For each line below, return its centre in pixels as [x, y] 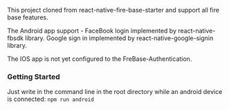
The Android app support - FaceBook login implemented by [92, 31]
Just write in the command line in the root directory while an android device [115, 92]
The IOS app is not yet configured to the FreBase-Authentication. [100, 59]
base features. [28, 17]
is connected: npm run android [51, 99]
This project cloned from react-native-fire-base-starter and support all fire [113, 10]
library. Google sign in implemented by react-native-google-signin [119, 38]
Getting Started [34, 77]
